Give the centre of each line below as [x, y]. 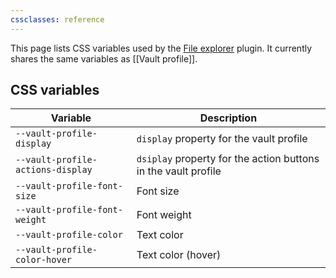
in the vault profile [179, 171]
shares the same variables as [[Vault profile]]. [104, 58]
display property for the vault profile [222, 139]
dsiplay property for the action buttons [228, 159]
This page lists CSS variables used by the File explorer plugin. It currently [161, 48]
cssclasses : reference [57, 19]
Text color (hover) [179, 255]
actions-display [54, 170]
